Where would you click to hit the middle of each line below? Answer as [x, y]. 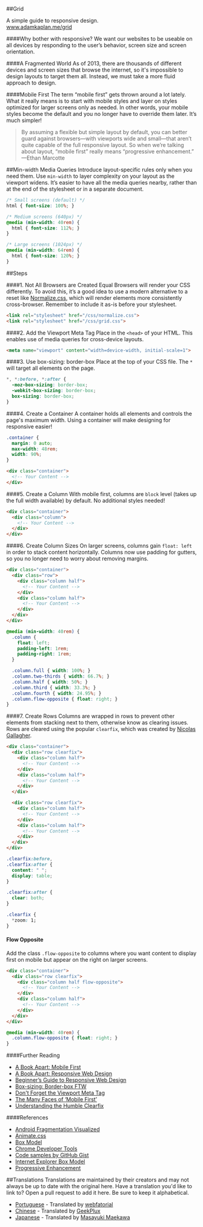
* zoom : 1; [24, 920]
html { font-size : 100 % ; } [40, 206]
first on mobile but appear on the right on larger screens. [77, 959]
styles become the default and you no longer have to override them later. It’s [101, 114]
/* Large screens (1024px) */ [45, 245]
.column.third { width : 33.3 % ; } [54, 688]
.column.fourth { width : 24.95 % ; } [57, 693]
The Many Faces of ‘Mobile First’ [56, 1100]
